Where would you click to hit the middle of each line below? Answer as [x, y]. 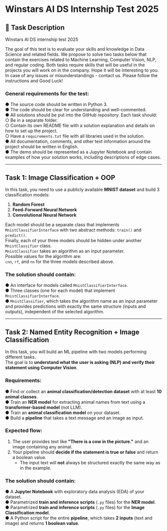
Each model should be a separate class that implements [62, 225]
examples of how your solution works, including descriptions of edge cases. [83, 157]
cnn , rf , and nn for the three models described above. [60, 262]
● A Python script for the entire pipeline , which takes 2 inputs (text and [79, 518]
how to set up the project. [32, 131]
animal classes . [22, 397]
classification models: [27, 195]
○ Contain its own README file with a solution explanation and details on [80, 126]
